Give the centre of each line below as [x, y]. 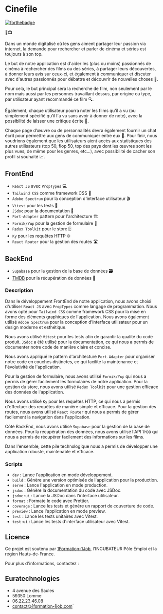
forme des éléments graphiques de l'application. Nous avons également [77, 317]
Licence [18, 537]
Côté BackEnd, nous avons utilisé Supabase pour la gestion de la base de [77, 426]
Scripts [14, 464]
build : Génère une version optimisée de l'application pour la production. [85, 480]
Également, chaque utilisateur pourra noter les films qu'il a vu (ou [71, 110]
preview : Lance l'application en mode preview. [59, 511]
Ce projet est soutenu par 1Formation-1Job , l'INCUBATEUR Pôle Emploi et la [81, 548]
